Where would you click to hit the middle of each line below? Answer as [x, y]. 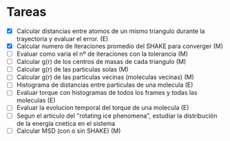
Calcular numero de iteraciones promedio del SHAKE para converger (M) [119, 46]
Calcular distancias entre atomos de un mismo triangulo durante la [111, 31]
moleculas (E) [36, 100]
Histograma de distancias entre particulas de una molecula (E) [105, 85]
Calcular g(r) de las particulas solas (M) [72, 69]
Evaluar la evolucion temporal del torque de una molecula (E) [103, 108]
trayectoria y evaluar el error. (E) [62, 39]
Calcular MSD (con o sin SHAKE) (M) [69, 131]
